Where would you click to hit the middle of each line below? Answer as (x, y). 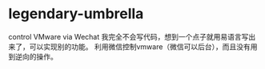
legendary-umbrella (76, 14)
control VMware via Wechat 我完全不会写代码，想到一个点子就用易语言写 (128, 36)
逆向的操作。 (36, 56)
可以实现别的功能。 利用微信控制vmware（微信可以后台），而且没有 (140, 46)
